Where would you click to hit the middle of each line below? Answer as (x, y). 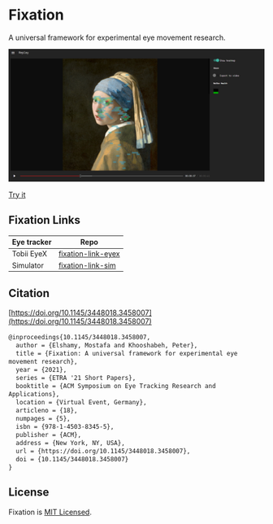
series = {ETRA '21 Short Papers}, (76, 378)
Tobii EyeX (29, 254)
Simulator (28, 265)
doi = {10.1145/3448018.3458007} (72, 459)
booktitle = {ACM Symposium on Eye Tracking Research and (116, 386)
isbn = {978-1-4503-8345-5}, (65, 426)
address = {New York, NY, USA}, (71, 443)
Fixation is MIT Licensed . (50, 512)
